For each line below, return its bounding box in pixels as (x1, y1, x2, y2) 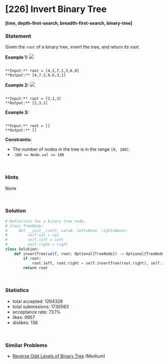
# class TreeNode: (5, 223, 43, 228)
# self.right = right (5, 242, 68, 247)
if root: (23, 256, 41, 261)
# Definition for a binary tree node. (5, 219, 86, 224)
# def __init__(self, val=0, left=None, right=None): (5, 228, 128, 233)
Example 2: (5, 82, 29, 88)
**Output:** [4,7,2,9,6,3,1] (5, 73, 66, 78)
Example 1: (5, 54, 28, 61)
